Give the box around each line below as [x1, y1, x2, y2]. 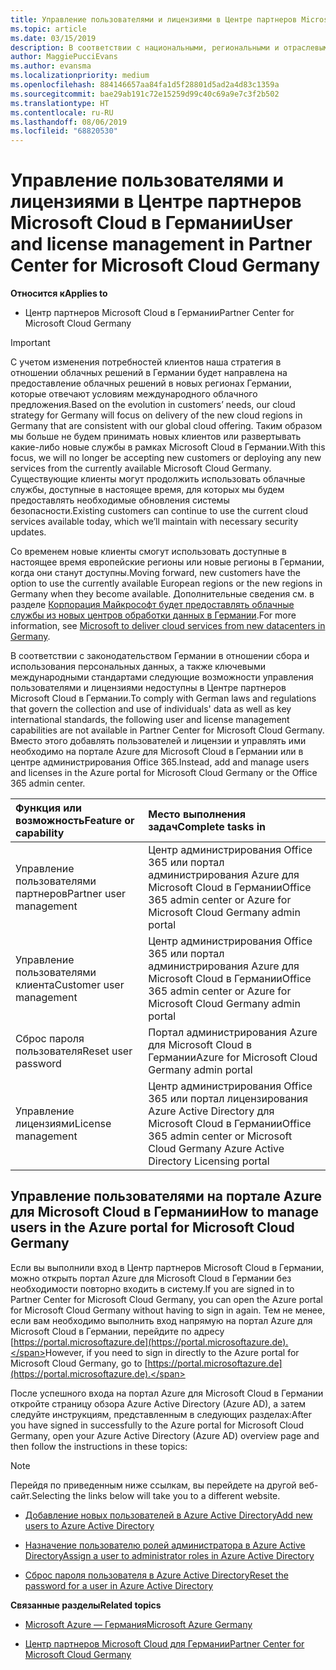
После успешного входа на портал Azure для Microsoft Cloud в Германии [10, 1387, 324, 1399]
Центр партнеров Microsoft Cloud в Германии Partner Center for [24, 307, 295, 319]
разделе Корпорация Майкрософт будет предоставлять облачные [10, 599, 295, 611]
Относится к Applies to [10, 287, 108, 300]
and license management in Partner [10, 233, 313, 256]
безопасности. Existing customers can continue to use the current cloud [10, 505, 309, 517]
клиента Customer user [15, 978, 125, 992]
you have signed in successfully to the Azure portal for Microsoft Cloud [10, 1419, 305, 1431]
